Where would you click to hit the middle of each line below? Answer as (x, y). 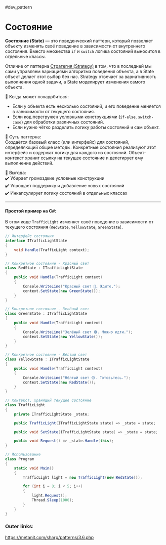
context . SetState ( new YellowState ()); (63, 336)
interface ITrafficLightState (36, 241)
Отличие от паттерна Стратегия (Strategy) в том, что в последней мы (78, 66)
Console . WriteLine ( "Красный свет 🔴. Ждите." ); (72, 286)
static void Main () (34, 468)
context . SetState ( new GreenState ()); (62, 291)
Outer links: (20, 527)
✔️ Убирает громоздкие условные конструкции (55, 178)
